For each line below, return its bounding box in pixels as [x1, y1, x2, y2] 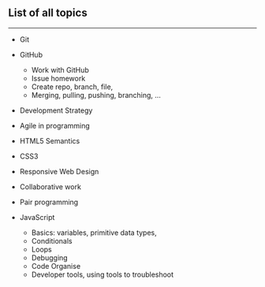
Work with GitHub [31, 65, 89, 74]
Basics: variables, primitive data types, [31, 228, 158, 237]
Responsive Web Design [19, 166, 99, 176]
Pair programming [19, 197, 79, 207]
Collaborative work [19, 181, 81, 192]
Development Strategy [19, 106, 93, 115]
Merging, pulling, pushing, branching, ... [31, 90, 162, 99]
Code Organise [31, 261, 81, 270]
